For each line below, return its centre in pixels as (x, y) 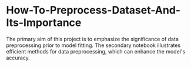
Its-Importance (44, 23)
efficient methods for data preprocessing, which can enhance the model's (96, 51)
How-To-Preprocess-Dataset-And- (93, 10)
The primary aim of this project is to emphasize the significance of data (93, 39)
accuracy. (18, 58)
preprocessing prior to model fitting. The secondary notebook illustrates (93, 45)
